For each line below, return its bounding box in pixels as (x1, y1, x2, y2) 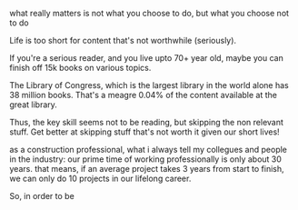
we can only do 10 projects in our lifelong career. (9, 173, 192, 184)
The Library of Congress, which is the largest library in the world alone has (9, 80, 289, 90)
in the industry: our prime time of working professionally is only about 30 (9, 154, 282, 165)
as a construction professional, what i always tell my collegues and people (9, 145, 288, 155)
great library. (9, 99, 57, 110)
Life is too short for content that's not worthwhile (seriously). (9, 35, 237, 45)
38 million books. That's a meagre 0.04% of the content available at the (9, 90, 277, 100)
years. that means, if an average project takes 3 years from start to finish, (9, 164, 284, 174)
